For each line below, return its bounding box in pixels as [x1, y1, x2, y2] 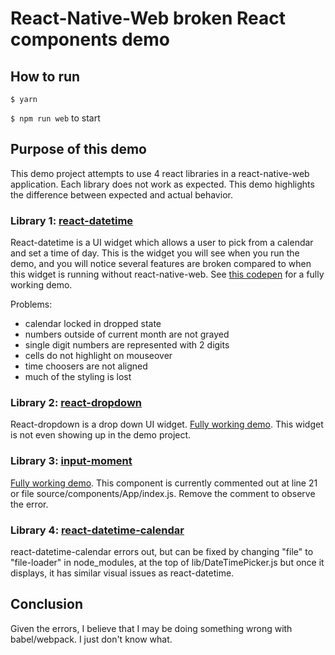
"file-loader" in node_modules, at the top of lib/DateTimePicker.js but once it [10, 557, 325, 568]
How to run [10, 68, 81, 85]
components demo [10, 28, 170, 51]
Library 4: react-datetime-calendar [10, 523, 185, 537]
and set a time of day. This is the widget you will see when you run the [10, 247, 300, 259]
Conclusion [10, 596, 84, 613]
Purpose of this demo [10, 141, 147, 158]
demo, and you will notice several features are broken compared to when [10, 258, 312, 270]
